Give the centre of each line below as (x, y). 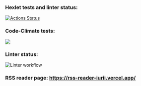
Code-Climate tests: (30, 31)
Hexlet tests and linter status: (41, 7)
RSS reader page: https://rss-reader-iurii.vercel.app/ (70, 78)
